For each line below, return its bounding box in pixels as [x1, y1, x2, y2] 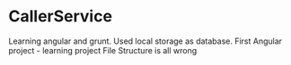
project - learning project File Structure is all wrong [8, 45, 198, 55]
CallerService [8, 6, 113, 27]
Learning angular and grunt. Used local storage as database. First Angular [8, 36, 283, 46]
